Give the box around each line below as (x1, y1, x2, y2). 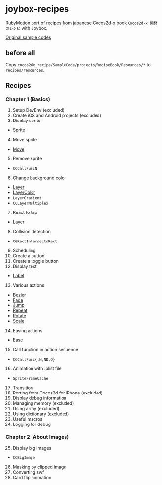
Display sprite (12, 118, 41, 123)
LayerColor (12, 189, 36, 195)
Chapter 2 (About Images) (5, 434, 69, 441)
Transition (12, 385, 33, 391)
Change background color (12, 175, 66, 181)
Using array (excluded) (12, 406, 60, 412)
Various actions (12, 282, 45, 288)
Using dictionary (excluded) (12, 411, 69, 417)
